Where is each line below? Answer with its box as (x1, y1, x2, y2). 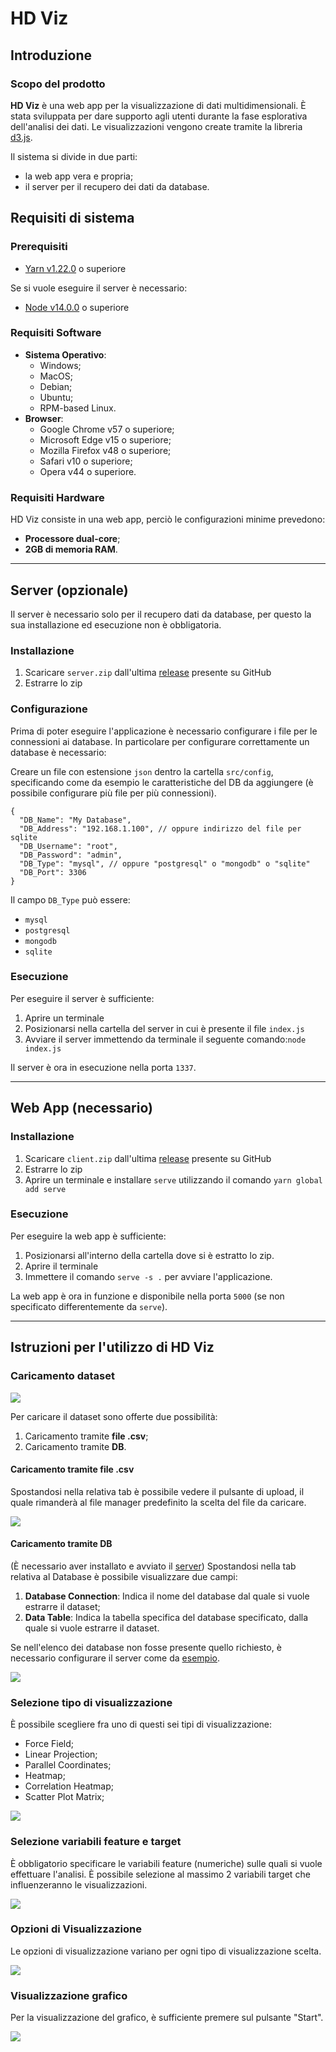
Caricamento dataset (10, 1369, 115, 1383)
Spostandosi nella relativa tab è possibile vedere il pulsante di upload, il (10, 1485, 305, 1497)
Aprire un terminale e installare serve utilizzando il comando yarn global (24, 1173, 323, 1186)
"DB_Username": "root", (19, 841, 118, 851)
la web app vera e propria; (24, 170, 134, 182)
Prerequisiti (10, 240, 68, 254)
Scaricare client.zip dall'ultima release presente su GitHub (24, 1152, 272, 1164)
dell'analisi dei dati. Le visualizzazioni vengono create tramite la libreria (10, 120, 303, 132)
